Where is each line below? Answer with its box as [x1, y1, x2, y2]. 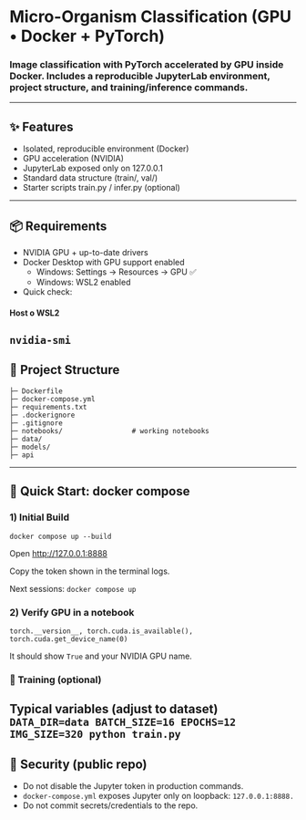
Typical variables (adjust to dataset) [9, 701, 219, 717]
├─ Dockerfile [9, 386, 64, 396]
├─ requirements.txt [9, 402, 88, 411]
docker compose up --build [9, 532, 112, 541]
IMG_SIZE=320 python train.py [9, 728, 181, 741]
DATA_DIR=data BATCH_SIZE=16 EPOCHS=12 [9, 716, 237, 729]
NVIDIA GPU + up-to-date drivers [22, 247, 148, 258]
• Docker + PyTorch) [9, 26, 166, 47]
